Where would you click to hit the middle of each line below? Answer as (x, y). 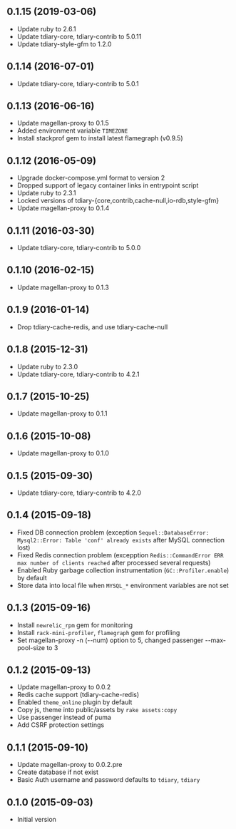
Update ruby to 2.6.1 (46, 29)
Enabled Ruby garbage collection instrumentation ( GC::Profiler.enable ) (123, 570)
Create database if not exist (58, 772)
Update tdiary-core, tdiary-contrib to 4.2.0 (79, 493)
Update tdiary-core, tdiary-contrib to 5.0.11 (79, 36)
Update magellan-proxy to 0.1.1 (62, 413)
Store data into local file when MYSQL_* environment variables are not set (123, 585)
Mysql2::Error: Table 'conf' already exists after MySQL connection (121, 540)
